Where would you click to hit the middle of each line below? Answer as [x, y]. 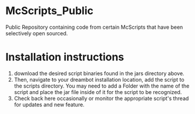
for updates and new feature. [49, 105]
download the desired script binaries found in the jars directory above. [99, 73]
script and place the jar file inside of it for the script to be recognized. [98, 92]
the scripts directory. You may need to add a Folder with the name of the [102, 86]
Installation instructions [65, 57]
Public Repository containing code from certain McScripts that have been [94, 27]
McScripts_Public [50, 11]
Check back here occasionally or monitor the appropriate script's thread [101, 98]
